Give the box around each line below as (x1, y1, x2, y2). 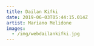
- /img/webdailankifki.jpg (12, 31, 80, 37)
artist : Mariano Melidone (6, 20, 72, 26)
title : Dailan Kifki (6, 8, 59, 15)
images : (6, 25, 26, 32)
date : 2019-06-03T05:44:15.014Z (6, 14, 88, 20)
